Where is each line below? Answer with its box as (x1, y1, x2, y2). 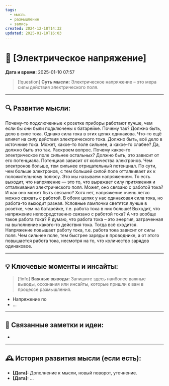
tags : (5, 7, 17, 13)
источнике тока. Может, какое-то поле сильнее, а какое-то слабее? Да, (5, 141, 160, 147)
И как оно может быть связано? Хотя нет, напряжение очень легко (5, 189, 150, 195)
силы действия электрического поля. (17, 84, 99, 90)
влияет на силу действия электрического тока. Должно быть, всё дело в (5, 136, 162, 142)
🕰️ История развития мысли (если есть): (5, 354, 142, 362)
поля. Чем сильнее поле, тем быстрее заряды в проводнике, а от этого (5, 232, 159, 238)
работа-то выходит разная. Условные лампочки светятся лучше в (5, 200, 147, 206)
